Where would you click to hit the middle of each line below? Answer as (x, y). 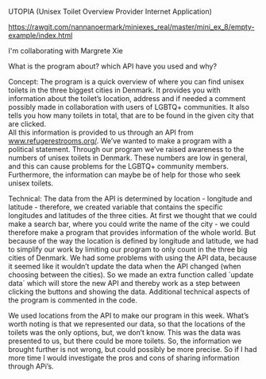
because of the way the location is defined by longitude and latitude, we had (133, 241)
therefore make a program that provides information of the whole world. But (132, 232)
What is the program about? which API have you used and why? (112, 66)
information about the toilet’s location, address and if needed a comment (127, 98)
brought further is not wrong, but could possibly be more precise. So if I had (133, 349)
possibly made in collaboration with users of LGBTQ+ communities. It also (129, 107)
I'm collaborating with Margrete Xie (66, 51)
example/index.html (40, 35)
